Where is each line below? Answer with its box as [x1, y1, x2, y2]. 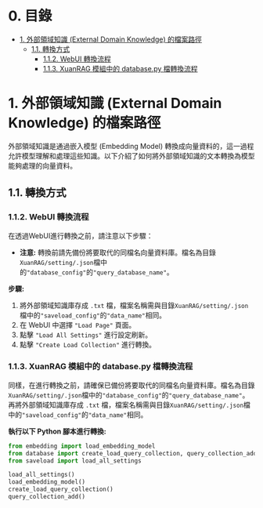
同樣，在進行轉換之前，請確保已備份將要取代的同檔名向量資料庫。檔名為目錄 [8, 380, 255, 390]
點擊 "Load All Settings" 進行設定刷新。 [19, 330, 153, 339]
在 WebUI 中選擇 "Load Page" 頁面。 [19, 320, 136, 329]
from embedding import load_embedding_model [8, 442, 156, 450]
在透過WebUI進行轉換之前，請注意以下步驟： [8, 230, 153, 240]
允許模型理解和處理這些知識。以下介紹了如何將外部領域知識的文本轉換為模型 [8, 151, 255, 161]
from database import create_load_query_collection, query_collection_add [8, 449, 258, 457]
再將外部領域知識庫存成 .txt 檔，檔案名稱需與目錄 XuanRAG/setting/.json [8, 400, 244, 409]
